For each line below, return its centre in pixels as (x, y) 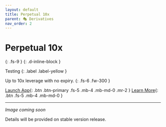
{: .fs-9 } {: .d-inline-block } (33, 62)
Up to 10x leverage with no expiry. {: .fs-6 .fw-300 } (58, 81)
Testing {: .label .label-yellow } (36, 71)
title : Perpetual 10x (27, 14)
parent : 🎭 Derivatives (29, 19)
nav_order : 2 (19, 23)
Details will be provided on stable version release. (56, 120)
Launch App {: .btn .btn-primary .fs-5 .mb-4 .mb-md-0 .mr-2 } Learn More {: (82, 90)
